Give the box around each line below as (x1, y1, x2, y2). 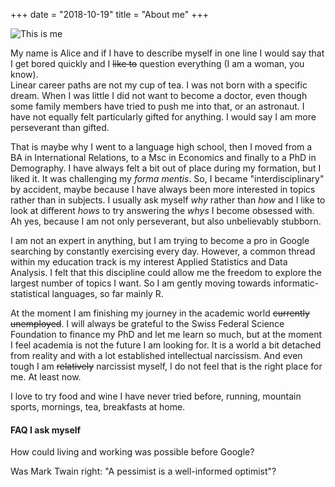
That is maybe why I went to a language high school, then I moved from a (10, 141, 313, 153)
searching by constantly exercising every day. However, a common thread (10, 245, 316, 257)
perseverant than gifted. (10, 122, 110, 133)
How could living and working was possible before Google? (10, 446, 255, 458)
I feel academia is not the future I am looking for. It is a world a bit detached (10, 339, 322, 351)
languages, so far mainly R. (51, 288, 164, 299)
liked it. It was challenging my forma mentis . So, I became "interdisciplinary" (10, 173, 325, 184)
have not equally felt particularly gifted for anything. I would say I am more (10, 111, 317, 123)
